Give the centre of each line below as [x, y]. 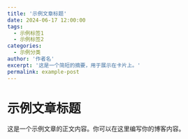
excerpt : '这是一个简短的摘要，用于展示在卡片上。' [74, 65]
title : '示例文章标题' [37, 14]
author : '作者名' [31, 59]
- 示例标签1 [29, 33]
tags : [15, 26]
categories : [24, 46]
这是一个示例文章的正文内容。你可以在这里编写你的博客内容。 [96, 129]
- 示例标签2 [29, 40]
